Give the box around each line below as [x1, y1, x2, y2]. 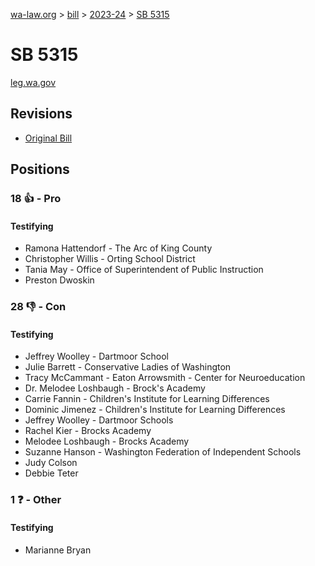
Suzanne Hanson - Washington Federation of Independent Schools [24, 446, 302, 458]
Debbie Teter [24, 467, 79, 479]
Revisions [10, 105, 73, 123]
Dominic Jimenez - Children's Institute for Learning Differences [24, 404, 286, 416]
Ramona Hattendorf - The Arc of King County [24, 242, 213, 254]
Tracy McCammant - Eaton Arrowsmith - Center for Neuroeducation [24, 372, 306, 384]
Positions [10, 161, 70, 178]
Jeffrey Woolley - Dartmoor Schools [24, 414, 174, 426]
